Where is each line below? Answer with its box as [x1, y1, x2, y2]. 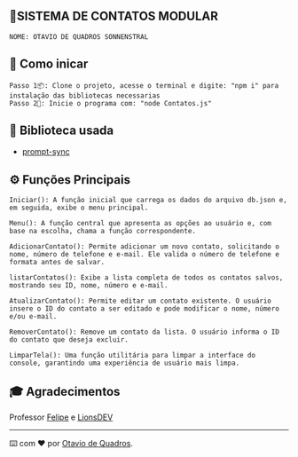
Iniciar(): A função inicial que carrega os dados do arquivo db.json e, [9, 196, 288, 205]
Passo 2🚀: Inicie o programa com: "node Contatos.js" [9, 98, 213, 107]
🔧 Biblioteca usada [9, 123, 114, 138]
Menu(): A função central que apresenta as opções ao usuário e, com [9, 219, 272, 228]
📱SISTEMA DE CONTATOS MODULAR [9, 9, 219, 24]
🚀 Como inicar [9, 57, 89, 72]
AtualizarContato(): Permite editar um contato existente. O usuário [9, 296, 272, 306]
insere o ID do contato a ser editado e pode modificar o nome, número [9, 304, 279, 313]
